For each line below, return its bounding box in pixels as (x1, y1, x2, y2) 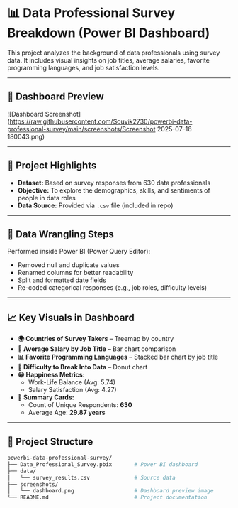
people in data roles (17, 193, 76, 202)
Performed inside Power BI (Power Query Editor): (7, 247, 151, 256)
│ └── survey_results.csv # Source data (7, 474, 176, 481)
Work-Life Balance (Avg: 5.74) (28, 378, 115, 387)
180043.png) (7, 132, 45, 141)
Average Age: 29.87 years (28, 409, 106, 417)
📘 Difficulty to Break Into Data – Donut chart (17, 363, 148, 372)
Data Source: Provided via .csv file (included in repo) (17, 201, 174, 210)
